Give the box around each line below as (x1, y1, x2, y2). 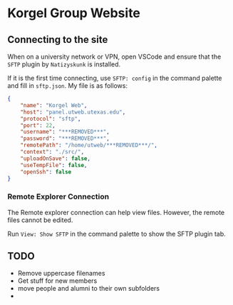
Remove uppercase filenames (17, 269, 105, 278)
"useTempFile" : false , (20, 161, 88, 169)
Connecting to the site (7, 34, 108, 46)
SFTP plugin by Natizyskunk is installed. (7, 60, 121, 69)
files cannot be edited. (7, 216, 73, 224)
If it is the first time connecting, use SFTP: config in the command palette (7, 74, 222, 82)
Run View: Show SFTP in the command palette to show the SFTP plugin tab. (7, 229, 226, 238)
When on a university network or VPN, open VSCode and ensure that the (7, 52, 222, 61)
